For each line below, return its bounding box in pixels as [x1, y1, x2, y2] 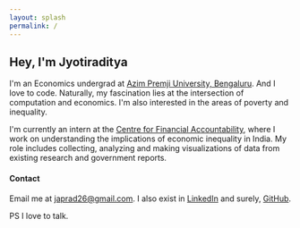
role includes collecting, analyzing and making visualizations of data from [9, 143, 280, 154]
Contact [9, 173, 40, 183]
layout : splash [9, 13, 66, 22]
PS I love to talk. [9, 210, 69, 221]
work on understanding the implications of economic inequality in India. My [9, 133, 287, 144]
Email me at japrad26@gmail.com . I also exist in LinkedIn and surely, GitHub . [9, 193, 292, 204]
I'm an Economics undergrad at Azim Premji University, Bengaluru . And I [9, 78, 276, 89]
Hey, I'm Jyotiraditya [9, 55, 128, 70]
